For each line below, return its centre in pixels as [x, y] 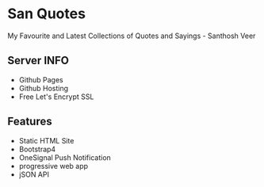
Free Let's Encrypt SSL [56, 97]
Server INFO [38, 61]
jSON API [34, 174]
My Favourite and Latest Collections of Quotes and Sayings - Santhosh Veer [132, 36]
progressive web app [54, 166]
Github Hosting [44, 88]
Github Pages [41, 79]
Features [30, 122]
